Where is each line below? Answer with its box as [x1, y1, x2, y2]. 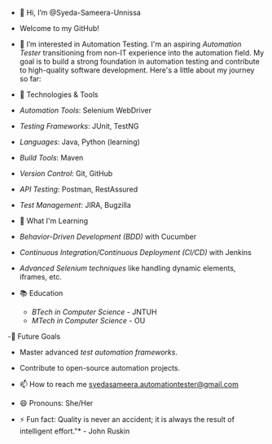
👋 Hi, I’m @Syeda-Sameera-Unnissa [19, 8, 142, 17]
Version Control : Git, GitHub [19, 169, 113, 178]
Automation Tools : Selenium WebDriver [19, 106, 152, 115]
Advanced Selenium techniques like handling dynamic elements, [19, 263, 236, 273]
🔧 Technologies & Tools [19, 90, 99, 99]
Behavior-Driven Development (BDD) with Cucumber [19, 232, 197, 241]
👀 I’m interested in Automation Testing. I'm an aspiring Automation [19, 39, 242, 49]
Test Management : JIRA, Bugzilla [19, 200, 131, 209]
